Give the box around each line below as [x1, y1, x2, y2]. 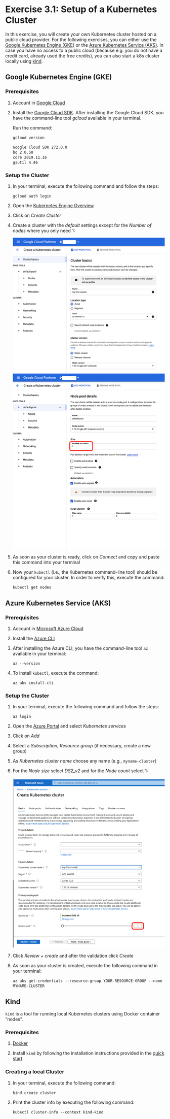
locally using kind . [5, 58, 43, 64]
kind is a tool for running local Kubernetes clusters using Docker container [5, 1011, 160, 1017]
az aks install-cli [12, 680, 54, 685]
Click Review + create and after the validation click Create [12, 953, 134, 959]
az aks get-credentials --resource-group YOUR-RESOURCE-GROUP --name [12, 978, 163, 983]
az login [12, 714, 31, 719]
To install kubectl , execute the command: [12, 670, 99, 676]
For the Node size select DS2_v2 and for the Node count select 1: [12, 768, 148, 774]
